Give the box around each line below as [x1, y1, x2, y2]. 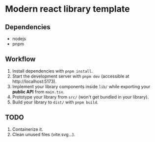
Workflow [5, 55, 36, 63]
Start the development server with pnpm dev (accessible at [12, 73, 129, 79]
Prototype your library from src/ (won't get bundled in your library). [12, 94, 149, 100]
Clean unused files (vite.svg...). [12, 131, 75, 137]
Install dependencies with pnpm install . [12, 68, 93, 74]
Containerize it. [12, 126, 43, 132]
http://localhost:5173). [12, 78, 57, 84]
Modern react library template [5, 3, 130, 15]
